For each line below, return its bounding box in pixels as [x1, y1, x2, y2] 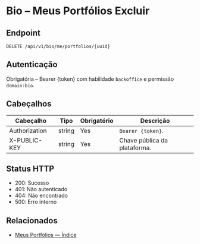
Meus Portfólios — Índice [14, 232, 77, 239]
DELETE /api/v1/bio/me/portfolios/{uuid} [6, 43, 111, 49]
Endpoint [6, 28, 40, 38]
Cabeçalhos [6, 99, 52, 109]
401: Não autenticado [14, 186, 68, 193]
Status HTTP [6, 164, 55, 174]
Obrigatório [80, 116, 114, 125]
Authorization [9, 126, 47, 135]
